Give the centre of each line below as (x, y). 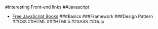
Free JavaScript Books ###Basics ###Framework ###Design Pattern (82, 16)
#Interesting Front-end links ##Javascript (47, 7)
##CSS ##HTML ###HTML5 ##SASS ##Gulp (58, 22)
